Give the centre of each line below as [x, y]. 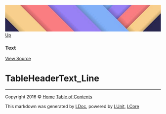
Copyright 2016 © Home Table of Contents [49, 97]
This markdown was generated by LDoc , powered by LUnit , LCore [72, 107]
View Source [18, 59]
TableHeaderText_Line [52, 78]
